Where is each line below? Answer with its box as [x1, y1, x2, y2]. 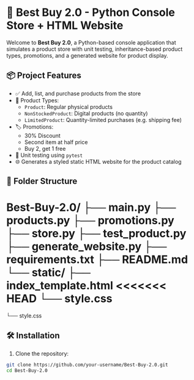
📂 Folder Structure [6, 176, 78, 186]
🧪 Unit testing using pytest [15, 151, 83, 159]
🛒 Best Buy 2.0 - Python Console [6, 6, 176, 20]
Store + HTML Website [6, 18, 124, 32]
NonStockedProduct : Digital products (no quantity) [24, 110, 148, 117]
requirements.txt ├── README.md [6, 253, 188, 267]
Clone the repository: [15, 349, 69, 357]
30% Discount [24, 132, 61, 139]
